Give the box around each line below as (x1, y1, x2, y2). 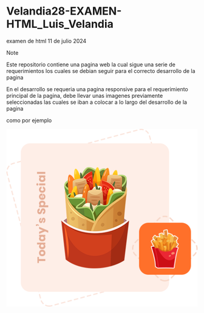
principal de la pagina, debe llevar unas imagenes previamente (6, 92, 163, 99)
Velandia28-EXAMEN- (6, 4, 122, 18)
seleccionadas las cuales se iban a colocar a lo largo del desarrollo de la (6, 98, 187, 106)
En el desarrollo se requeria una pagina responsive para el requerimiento (6, 85, 188, 92)
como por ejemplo (6, 117, 52, 124)
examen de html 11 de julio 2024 (6, 37, 87, 44)
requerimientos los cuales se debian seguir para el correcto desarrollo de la (6, 67, 195, 74)
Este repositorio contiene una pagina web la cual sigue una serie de (6, 61, 176, 68)
